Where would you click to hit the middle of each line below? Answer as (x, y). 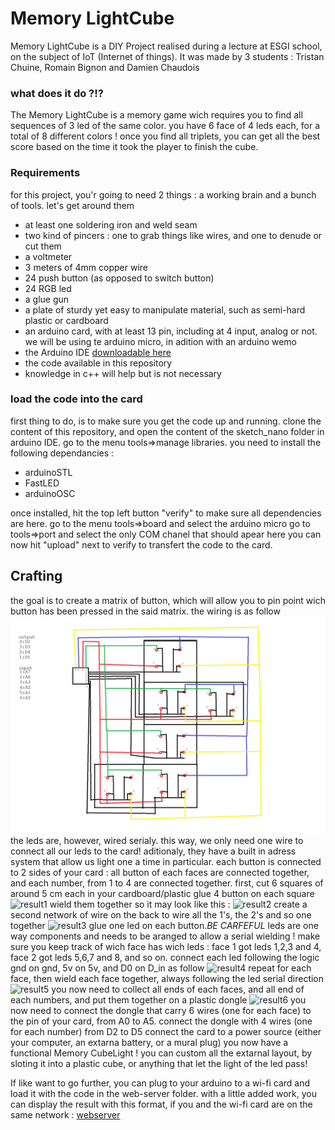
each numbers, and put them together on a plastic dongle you (158, 1000)
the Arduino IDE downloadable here (98, 352)
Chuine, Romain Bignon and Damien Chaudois (105, 67)
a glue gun (47, 299)
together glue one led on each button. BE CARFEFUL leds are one (164, 926)
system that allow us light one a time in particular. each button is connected (166, 862)
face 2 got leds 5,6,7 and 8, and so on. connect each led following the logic (165, 958)
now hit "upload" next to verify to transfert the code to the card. (141, 544)
